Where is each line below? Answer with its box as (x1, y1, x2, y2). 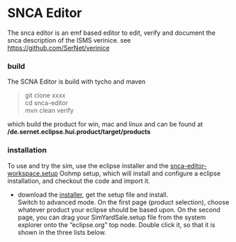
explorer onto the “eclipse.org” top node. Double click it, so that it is (17, 220, 215, 229)
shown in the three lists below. (17, 228, 106, 236)
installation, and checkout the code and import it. (7, 176, 150, 185)
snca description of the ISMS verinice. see (7, 35, 131, 44)
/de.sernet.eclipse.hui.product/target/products (7, 128, 151, 136)
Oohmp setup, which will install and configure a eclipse (59, 169, 221, 177)
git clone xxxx (24, 91, 66, 100)
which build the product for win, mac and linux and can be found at (7, 120, 203, 128)
